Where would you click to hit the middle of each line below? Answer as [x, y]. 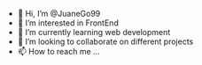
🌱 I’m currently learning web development [94, 32]
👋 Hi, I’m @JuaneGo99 [59, 14]
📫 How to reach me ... [58, 51]
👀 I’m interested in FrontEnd [68, 23]
